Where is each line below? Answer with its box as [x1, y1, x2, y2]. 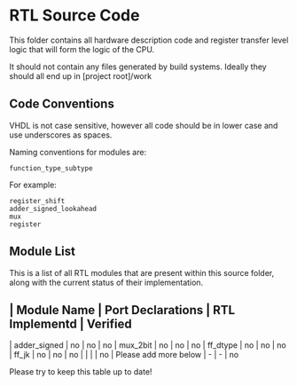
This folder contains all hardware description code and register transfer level [9, 35, 289, 45]
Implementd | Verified [9, 316, 132, 331]
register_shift [9, 196, 66, 205]
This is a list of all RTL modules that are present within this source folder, [9, 267, 275, 278]
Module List [9, 244, 75, 259]
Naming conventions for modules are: [9, 146, 147, 157]
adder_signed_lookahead [9, 204, 98, 213]
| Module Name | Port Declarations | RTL [9, 303, 236, 318]
